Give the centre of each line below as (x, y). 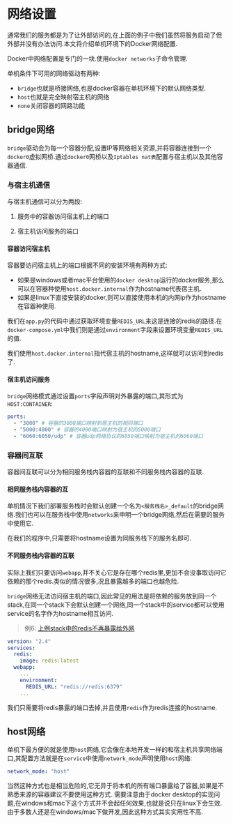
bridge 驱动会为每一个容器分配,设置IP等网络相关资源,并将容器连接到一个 (110, 148)
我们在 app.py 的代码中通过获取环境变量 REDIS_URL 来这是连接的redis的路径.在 (115, 321)
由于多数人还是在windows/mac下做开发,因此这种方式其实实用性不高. (105, 812)
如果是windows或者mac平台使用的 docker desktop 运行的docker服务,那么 (121, 280)
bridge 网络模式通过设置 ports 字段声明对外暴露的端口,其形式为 (95, 396)
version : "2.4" (29, 641)
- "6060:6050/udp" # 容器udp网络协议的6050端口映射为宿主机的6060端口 (109, 437)
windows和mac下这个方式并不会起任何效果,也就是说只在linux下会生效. (122, 803)
